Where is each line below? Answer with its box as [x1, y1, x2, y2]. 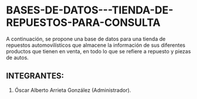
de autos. [6, 54, 29, 61]
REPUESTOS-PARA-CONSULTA [6, 16, 161, 29]
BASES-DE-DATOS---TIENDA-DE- [6, 4, 174, 17]
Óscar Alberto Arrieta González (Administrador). [14, 86, 131, 94]
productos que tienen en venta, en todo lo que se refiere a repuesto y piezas [6, 47, 191, 54]
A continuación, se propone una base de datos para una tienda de [6, 35, 166, 42]
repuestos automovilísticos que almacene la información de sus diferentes [6, 42, 186, 49]
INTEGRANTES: [6, 71, 64, 81]
